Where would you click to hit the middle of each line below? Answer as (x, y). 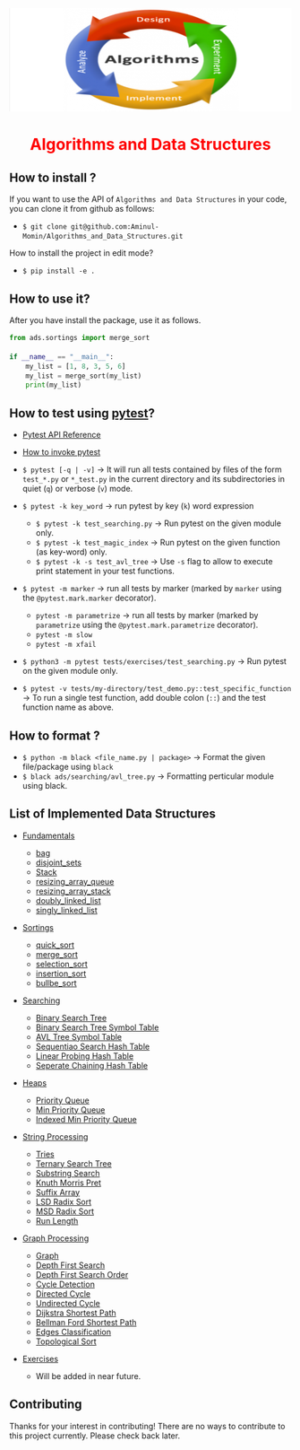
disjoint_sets (59, 862)
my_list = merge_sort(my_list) (84, 376)
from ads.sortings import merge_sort (80, 338)
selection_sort (61, 964)
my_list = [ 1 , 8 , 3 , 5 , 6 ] (76, 366)
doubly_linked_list (68, 900)
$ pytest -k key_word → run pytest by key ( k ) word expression (138, 506)
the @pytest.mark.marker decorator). (89, 598)
